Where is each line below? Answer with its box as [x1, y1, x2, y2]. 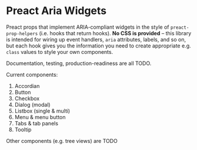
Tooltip [14, 126, 32, 133]
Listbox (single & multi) [14, 107, 71, 114]
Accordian [14, 82, 40, 89]
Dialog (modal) [14, 101, 51, 108]
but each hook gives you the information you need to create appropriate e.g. [6, 42, 191, 49]
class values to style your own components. [6, 48, 113, 55]
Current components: [6, 71, 58, 78]
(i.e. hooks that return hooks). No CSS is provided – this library [39, 29, 192, 36]
